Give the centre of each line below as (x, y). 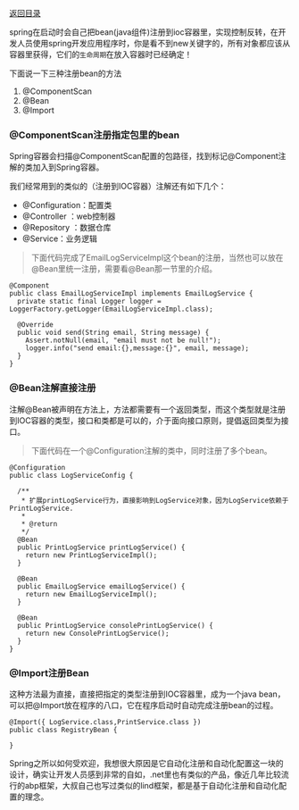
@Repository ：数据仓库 (66, 228)
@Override (35, 325)
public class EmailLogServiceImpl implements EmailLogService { (131, 294)
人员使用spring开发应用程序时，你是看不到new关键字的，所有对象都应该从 (154, 43)
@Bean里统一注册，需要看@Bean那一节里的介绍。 (124, 269)
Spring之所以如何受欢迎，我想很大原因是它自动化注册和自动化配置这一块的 (146, 763)
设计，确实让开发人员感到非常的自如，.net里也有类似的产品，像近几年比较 (145, 774)
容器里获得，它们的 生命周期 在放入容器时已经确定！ (101, 54)
